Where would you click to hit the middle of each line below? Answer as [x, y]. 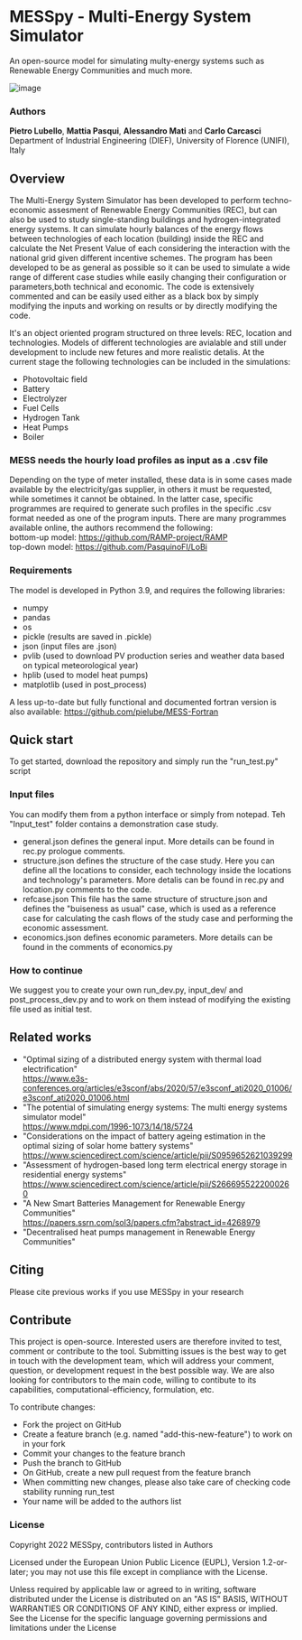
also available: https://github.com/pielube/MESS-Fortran [114, 712]
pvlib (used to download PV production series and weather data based [153, 656]
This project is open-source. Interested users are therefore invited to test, [146, 1342]
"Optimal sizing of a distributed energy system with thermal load [142, 1059]
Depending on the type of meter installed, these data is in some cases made [151, 480]
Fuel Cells [41, 408]
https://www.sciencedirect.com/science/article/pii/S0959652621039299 [157, 1155]
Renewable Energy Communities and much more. [101, 70]
